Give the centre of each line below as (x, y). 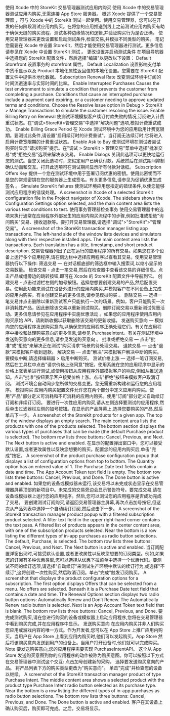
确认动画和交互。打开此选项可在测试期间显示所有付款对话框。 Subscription (83, 167)
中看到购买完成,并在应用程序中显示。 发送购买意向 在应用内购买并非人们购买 (85, 624)
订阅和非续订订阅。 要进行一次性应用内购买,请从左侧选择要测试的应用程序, (83, 402)
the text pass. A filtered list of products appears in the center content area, (83, 525)
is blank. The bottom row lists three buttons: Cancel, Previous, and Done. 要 (84, 611)
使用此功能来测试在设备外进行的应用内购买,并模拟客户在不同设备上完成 (88, 289)
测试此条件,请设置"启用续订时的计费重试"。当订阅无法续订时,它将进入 (91, 135)
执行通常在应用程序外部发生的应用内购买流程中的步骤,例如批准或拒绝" (87, 216)
